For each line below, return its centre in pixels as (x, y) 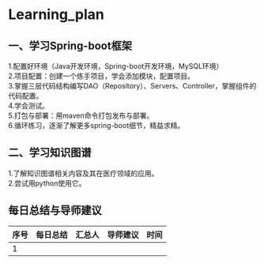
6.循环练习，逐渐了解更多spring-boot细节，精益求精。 (96, 125)
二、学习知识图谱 (50, 153)
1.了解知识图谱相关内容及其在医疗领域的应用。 (83, 173)
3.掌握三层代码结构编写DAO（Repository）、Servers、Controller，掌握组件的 (132, 86)
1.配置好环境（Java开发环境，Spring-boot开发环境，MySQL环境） (116, 66)
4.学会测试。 (29, 106)
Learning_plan (56, 15)
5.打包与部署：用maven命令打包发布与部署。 (81, 115)
